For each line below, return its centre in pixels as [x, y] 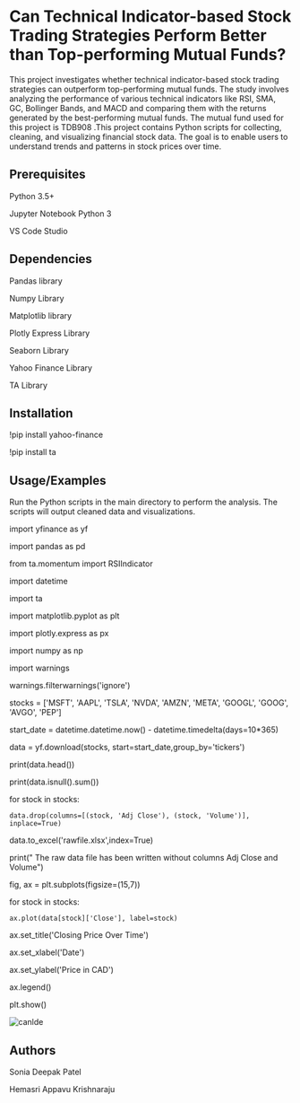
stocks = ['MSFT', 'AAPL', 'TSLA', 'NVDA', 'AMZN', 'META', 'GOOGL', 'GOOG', [149, 703]
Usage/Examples [58, 481]
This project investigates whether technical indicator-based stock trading [144, 79]
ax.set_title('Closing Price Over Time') [79, 935]
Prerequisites [47, 175]
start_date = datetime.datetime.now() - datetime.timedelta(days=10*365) [144, 730]
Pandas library [36, 281]
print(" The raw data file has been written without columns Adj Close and [144, 858]
